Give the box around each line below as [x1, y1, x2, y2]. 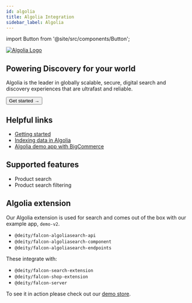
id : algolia [6, 8, 35, 15]
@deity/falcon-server [14, 280, 67, 286]
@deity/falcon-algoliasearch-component [14, 239, 112, 245]
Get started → [9, 97, 40, 104]
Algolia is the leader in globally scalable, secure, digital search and [6, 79, 166, 86]
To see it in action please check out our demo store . [6, 290, 131, 297]
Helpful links [6, 115, 53, 125]
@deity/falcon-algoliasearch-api [14, 232, 96, 238]
